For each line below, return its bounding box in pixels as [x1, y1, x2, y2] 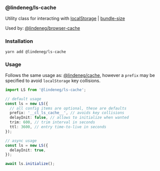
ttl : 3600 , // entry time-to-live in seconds [10, 125, 107, 130]
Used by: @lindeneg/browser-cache [5, 25, 80, 31]
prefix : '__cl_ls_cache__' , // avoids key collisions [10, 110, 124, 116]
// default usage [5, 96, 42, 102]
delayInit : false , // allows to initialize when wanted [10, 115, 129, 120]
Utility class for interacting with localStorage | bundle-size [5, 16, 125, 22]
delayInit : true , [10, 147, 46, 152]
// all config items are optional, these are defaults [10, 106, 127, 111]
